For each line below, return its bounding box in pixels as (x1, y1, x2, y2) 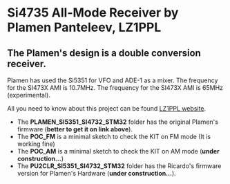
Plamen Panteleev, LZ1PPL (7, 19, 162, 35)
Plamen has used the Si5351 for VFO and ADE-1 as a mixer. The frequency (7, 76, 218, 84)
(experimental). (7, 91, 50, 99)
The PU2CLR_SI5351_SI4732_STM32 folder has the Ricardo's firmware (17, 162, 222, 170)
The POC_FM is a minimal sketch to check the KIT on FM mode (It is (17, 133, 211, 140)
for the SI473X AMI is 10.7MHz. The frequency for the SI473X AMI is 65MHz (7, 84, 223, 91)
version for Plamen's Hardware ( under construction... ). (17, 169, 176, 177)
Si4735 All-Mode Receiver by (7, 5, 179, 21)
